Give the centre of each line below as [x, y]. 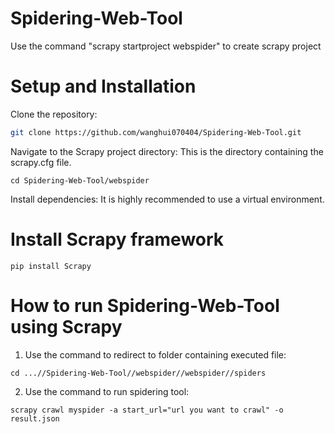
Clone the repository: [54, 114]
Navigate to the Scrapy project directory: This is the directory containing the [167, 151]
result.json [35, 418]
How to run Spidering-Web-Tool [145, 305]
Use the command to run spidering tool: [107, 391]
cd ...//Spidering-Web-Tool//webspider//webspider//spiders [138, 373]
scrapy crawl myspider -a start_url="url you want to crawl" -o [147, 410]
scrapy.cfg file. [41, 162]
